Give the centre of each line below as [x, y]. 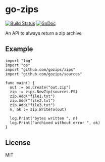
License [18, 143]
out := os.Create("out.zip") [40, 87]
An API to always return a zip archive [44, 33]
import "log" [19, 61]
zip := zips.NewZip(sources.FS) [44, 92]
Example [19, 49]
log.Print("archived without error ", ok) [55, 123]
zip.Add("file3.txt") [33, 105]
